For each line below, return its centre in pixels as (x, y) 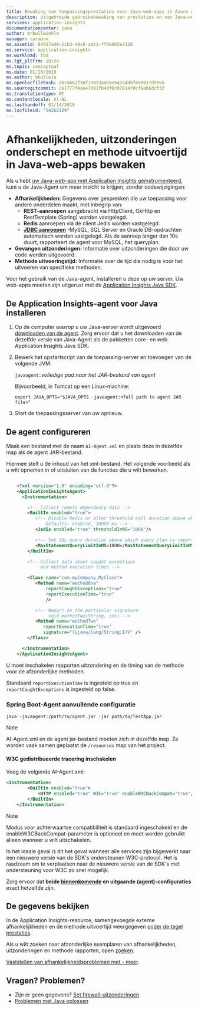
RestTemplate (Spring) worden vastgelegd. (75, 217)
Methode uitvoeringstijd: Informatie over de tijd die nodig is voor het (99, 261)
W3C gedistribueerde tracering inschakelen (61, 759)
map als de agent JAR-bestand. (44, 452)
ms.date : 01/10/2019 (32, 72)
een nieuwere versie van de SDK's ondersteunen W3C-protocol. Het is (92, 857)
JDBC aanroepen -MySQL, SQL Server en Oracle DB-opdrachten (103, 230)
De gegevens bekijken (48, 906)
